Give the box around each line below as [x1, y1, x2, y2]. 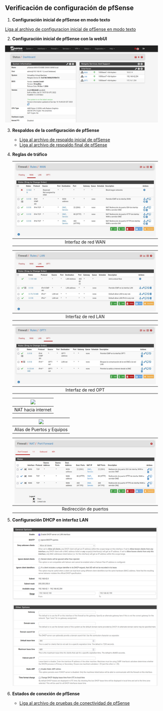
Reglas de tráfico [12, 151, 48, 157]
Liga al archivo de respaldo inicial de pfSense [19, 137, 111, 143]
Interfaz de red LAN [65, 314, 105, 319]
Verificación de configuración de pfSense [5, 4, 134, 12]
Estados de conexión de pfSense [12, 691, 80, 697]
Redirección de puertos [62, 506, 109, 512]
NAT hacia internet [14, 407, 52, 412]
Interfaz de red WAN [65, 239, 106, 245]
